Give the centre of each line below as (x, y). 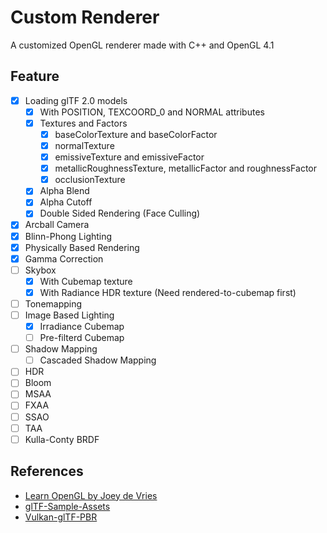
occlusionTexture (90, 180)
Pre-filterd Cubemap (82, 338)
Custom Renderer (85, 17)
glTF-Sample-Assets (67, 506)
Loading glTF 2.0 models (76, 100)
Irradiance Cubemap (82, 326)
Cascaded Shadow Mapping (98, 360)
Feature (35, 76)
